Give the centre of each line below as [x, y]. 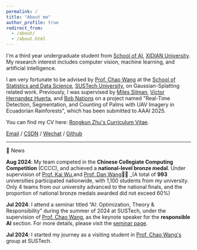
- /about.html [28, 39]
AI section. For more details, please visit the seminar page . [77, 223]
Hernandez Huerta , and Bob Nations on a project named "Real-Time [88, 98]
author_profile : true [33, 22]
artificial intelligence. [31, 68]
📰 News [16, 150]
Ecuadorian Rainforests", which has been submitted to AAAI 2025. [86, 111]
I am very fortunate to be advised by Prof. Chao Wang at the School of [91, 79]
